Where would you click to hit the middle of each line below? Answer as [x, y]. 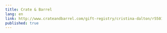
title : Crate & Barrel [29, 9]
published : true [22, 23]
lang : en [14, 14]
